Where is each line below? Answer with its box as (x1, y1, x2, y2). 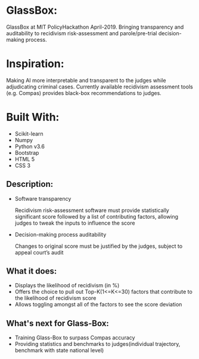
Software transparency (14, 195, 71, 202)
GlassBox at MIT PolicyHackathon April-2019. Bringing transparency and (6, 23, 184, 30)
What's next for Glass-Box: (6, 318, 109, 329)
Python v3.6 (14, 143, 45, 150)
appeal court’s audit (14, 248, 64, 256)
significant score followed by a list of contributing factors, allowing (14, 213, 179, 220)
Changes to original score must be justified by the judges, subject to (14, 243, 183, 250)
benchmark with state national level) (14, 347, 104, 354)
